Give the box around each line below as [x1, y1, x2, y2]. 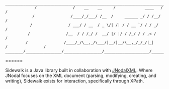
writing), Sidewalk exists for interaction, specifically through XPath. [5, 78, 144, 83]
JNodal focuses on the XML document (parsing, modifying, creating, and [5, 72, 157, 78]
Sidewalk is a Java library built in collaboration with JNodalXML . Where [5, 67, 153, 73]
